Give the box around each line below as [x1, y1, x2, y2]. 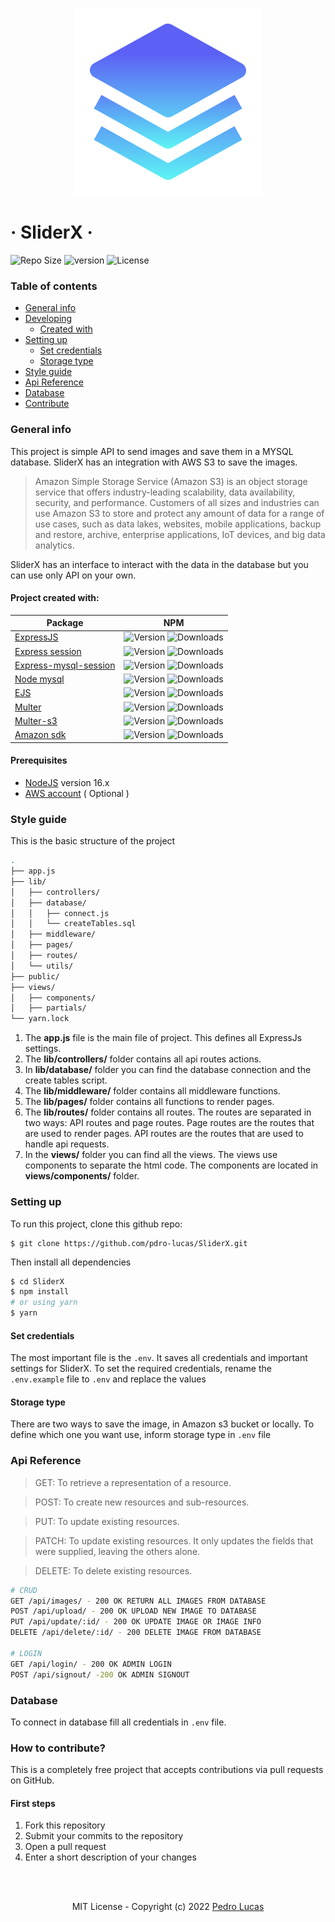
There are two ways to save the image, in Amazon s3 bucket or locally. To [10, 1418, 315, 1430]
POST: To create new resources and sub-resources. [34, 1496, 250, 1508]
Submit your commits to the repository [24, 1830, 184, 1842]
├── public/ [10, 971, 60, 982]
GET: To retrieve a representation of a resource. [34, 1476, 232, 1488]
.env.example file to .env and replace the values [10, 1373, 207, 1385]
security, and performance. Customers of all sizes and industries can [34, 496, 320, 508]
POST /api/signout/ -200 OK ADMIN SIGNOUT [10, 1669, 190, 1680]
